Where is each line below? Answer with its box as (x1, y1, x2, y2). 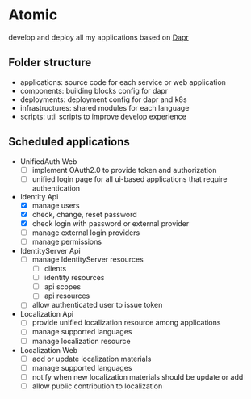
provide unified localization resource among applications (31, 317, 221, 328)
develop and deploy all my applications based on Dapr (8, 32, 190, 42)
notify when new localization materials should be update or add (31, 372, 244, 381)
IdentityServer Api (19, 246, 81, 255)
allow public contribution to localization (31, 381, 163, 391)
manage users (31, 200, 81, 210)
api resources (44, 291, 90, 300)
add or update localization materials (31, 354, 152, 363)
